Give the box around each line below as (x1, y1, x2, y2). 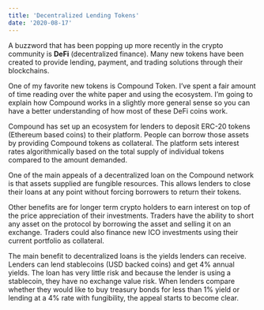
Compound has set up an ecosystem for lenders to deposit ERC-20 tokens (8, 121, 251, 131)
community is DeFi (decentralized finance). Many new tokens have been (8, 49, 244, 58)
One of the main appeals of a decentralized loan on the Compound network (8, 170, 255, 180)
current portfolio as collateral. (8, 236, 105, 245)
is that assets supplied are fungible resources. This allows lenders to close (8, 178, 251, 188)
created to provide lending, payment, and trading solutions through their (8, 57, 243, 67)
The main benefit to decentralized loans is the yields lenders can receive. (8, 251, 247, 260)
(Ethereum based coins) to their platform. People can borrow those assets (8, 129, 249, 139)
